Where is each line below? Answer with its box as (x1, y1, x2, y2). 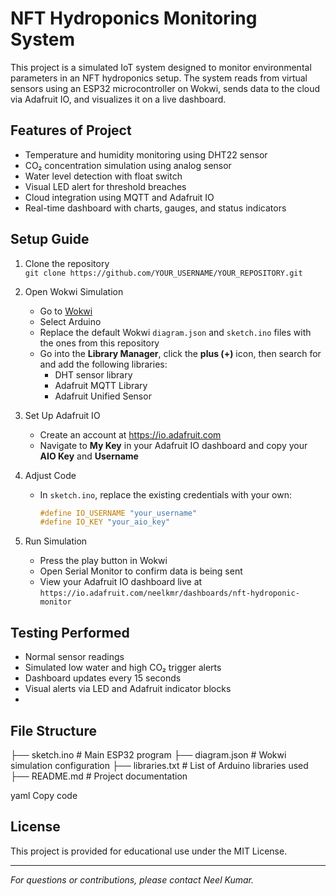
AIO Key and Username (39, 450, 139, 462)
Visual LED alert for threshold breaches (24, 180, 187, 192)
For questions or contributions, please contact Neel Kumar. (10, 873, 254, 886)
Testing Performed (10, 624, 130, 641)
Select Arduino (39, 315, 102, 327)
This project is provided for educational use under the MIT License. (10, 845, 288, 857)
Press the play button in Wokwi (39, 555, 168, 567)
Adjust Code (24, 469, 77, 481)
